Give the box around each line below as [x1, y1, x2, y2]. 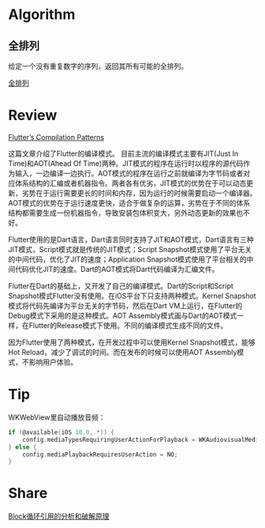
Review [8, 107, 58, 124]
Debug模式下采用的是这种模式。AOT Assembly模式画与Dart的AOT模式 [8, 311, 237, 320]
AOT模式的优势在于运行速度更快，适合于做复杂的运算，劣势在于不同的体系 [8, 198, 251, 207]
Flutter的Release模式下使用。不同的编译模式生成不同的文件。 [28, 320, 228, 330]
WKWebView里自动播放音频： [8, 413, 106, 422]
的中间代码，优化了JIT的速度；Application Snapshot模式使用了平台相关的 [8, 255, 247, 264]
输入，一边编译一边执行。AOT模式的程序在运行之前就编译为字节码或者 [14, 168, 244, 178]
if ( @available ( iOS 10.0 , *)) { [8, 428, 114, 436]
